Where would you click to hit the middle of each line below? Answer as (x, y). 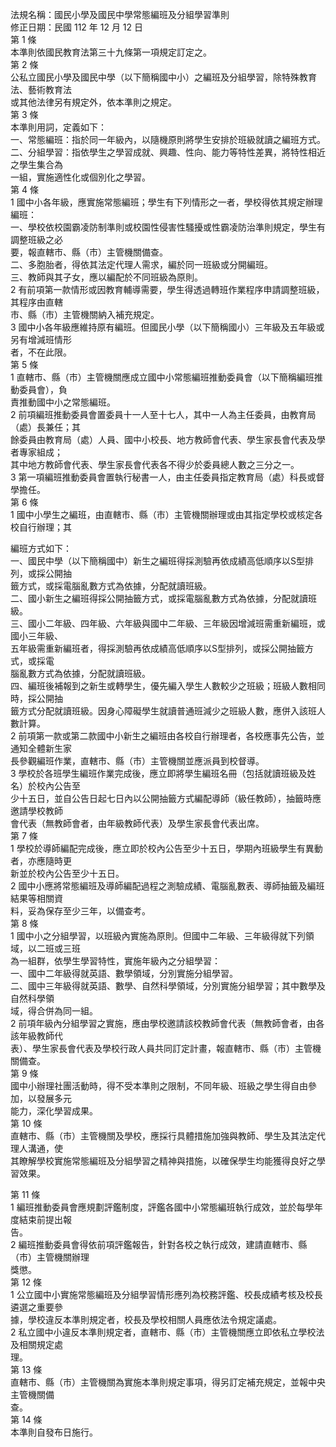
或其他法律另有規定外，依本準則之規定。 (93, 102)
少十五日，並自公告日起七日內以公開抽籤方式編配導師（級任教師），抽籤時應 (166, 798)
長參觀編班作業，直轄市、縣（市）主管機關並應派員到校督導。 (137, 761)
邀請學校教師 (36, 811)
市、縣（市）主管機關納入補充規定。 (85, 314)
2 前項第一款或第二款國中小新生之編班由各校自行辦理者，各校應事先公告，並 (167, 736)
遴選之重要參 (36, 1307)
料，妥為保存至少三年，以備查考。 (80, 911)
